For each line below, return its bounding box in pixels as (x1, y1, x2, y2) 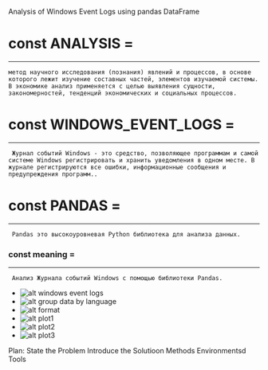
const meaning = (8, 248, 76, 259)
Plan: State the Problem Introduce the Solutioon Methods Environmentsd (8, 346, 246, 356)
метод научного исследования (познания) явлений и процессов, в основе (8, 68, 251, 76)
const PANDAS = (8, 197, 121, 215)
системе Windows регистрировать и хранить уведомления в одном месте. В (8, 156, 255, 164)
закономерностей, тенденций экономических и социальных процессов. (8, 89, 238, 97)
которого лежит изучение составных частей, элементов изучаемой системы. (8, 75, 259, 83)
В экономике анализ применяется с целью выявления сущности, (8, 82, 216, 90)
